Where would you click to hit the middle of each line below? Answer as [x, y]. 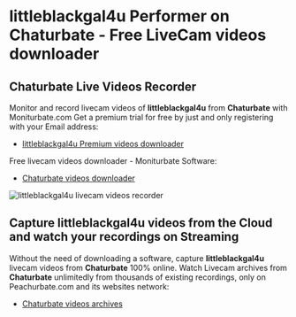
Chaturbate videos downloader [78, 178]
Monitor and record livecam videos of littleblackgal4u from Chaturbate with [148, 108]
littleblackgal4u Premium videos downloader [102, 144]
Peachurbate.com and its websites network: [89, 286]
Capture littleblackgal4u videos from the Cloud [141, 223]
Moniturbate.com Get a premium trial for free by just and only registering [141, 117]
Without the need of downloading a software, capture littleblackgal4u [137, 258]
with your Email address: [54, 127]
